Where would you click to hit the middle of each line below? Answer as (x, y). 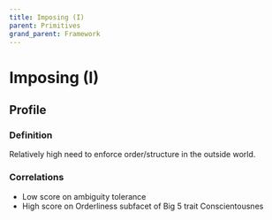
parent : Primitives (45, 26)
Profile (28, 110)
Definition (31, 135)
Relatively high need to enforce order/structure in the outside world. (132, 155)
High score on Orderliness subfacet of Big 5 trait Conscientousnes (143, 206)
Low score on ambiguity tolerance (84, 196)
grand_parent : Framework (55, 34)
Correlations (37, 178)
